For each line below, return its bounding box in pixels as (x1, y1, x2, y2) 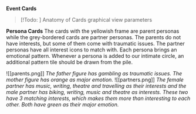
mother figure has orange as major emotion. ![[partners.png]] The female (6, 76, 184, 83)
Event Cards (6, 5, 37, 12)
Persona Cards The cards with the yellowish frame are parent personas (6, 27, 180, 34)
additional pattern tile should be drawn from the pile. (6, 58, 133, 65)
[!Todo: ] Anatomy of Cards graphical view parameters (20, 16, 153, 23)
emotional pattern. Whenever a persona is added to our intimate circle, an (6, 53, 184, 59)
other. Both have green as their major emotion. (6, 101, 119, 108)
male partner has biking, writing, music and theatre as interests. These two (6, 89, 188, 95)
